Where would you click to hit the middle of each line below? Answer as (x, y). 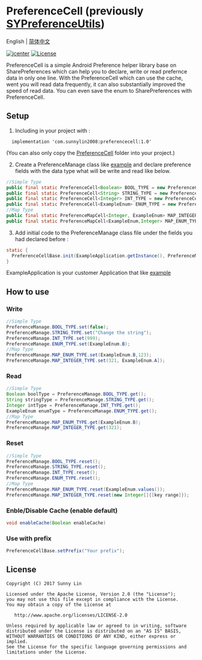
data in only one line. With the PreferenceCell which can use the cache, (95, 78)
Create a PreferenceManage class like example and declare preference (103, 165)
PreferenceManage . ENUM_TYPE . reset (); (54, 478)
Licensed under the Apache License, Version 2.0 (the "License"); (91, 594)
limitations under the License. (47, 652)
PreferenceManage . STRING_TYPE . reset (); (56, 467)
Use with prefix (29, 538)
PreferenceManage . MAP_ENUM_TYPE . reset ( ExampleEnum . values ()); (86, 489)
